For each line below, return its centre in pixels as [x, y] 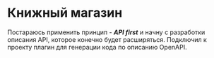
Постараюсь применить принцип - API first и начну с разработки [106, 32]
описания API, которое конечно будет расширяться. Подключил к [107, 39]
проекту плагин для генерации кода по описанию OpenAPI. [97, 47]
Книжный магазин [65, 13]
